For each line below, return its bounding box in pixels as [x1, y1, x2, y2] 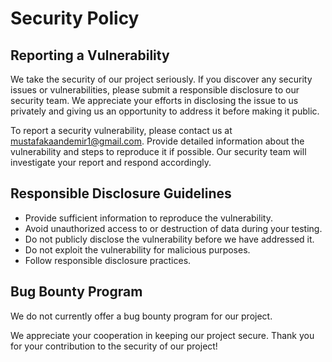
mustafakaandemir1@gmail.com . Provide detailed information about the [10, 135, 305, 147]
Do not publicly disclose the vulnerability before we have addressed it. [24, 233, 315, 245]
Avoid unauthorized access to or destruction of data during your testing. [24, 222, 323, 234]
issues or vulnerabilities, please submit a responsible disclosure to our [10, 84, 300, 96]
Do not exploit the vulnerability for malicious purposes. [24, 243, 251, 256]
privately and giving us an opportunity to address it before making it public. [10, 105, 320, 117]
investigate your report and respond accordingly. [10, 157, 212, 168]
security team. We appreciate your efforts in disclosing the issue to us [10, 95, 299, 106]
